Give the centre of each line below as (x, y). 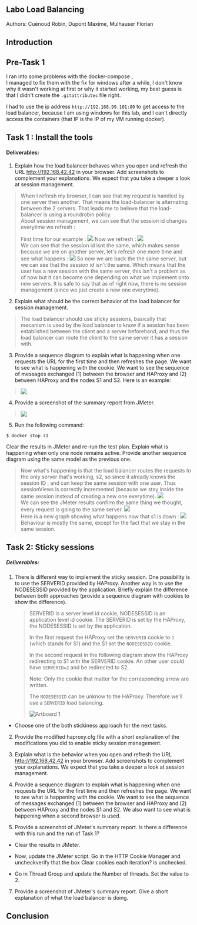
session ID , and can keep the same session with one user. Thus (98, 483)
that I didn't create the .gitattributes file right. (64, 95)
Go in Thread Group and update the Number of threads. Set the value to (102, 874)
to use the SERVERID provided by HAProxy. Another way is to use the (98, 583)
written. (39, 685)
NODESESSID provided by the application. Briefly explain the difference (101, 589)
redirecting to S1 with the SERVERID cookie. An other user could (106, 661)
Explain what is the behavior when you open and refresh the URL (93, 754)
